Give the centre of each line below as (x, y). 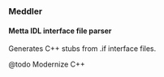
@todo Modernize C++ (47, 64)
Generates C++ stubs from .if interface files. (82, 49)
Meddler (26, 11)
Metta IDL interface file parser (60, 31)
